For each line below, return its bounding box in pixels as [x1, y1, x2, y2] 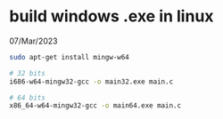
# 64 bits [9, 93, 46, 102]
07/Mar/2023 [9, 36, 58, 46]
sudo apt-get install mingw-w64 [9, 52, 129, 61]
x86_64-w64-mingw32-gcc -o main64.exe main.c [9, 101, 181, 110]
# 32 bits [9, 68, 46, 77]
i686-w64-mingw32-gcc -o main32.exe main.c [9, 77, 174, 86]
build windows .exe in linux [9, 6, 214, 27]
